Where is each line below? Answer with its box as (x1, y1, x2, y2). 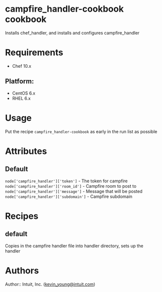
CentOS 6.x (12, 90, 36, 96)
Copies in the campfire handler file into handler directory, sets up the (5, 243, 144, 249)
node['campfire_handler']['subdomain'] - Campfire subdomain (5, 194, 133, 199)
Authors (5, 265, 39, 276)
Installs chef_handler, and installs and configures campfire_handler (5, 30, 140, 36)
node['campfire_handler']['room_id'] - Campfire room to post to (5, 183, 137, 189)
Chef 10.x (12, 63, 32, 69)
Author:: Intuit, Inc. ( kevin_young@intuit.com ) (5, 281, 96, 287)
